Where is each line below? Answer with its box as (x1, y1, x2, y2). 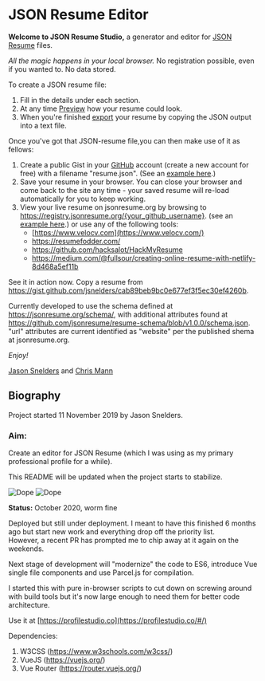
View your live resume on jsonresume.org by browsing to (19, 202, 207, 212)
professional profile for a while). (8, 457, 113, 466)
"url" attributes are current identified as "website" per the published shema (8, 326, 255, 336)
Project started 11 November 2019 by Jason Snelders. (8, 410, 183, 419)
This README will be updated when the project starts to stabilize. (8, 472, 223, 482)
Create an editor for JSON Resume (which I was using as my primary (8, 448, 234, 458)
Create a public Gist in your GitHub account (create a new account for (19, 159, 249, 169)
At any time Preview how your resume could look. (19, 104, 183, 113)
